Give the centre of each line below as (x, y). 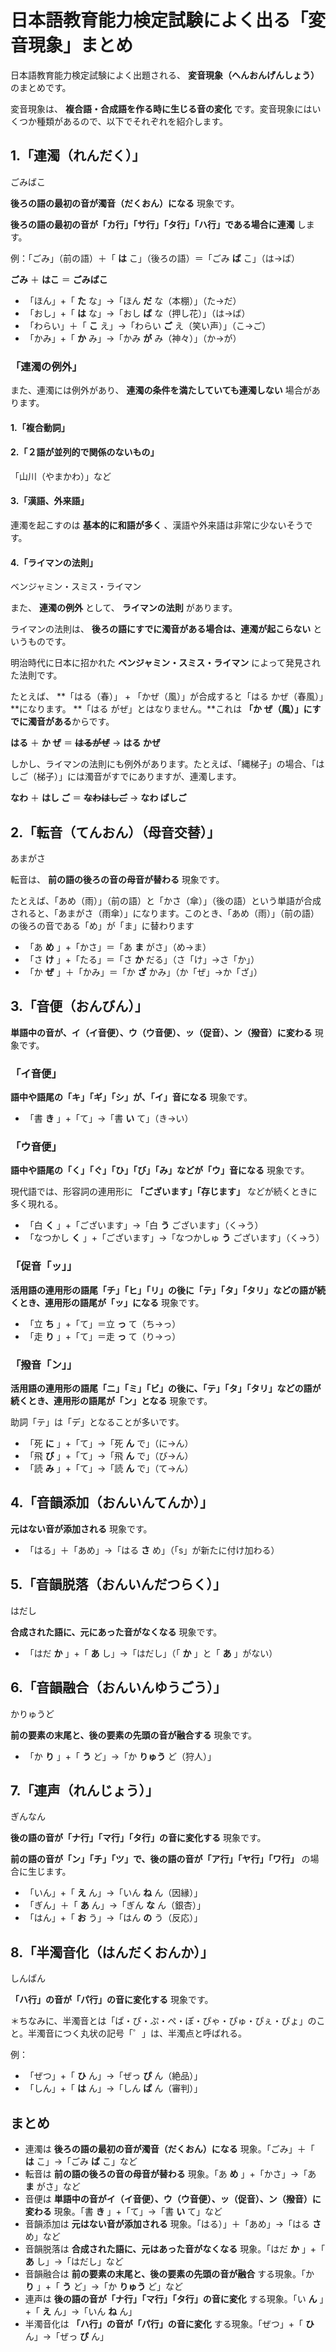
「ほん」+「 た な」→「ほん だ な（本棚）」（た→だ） (133, 300)
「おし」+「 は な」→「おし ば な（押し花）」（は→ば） (137, 313)
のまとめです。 (41, 87)
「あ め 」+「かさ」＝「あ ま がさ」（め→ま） (118, 947)
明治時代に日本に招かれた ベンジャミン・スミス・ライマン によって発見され (166, 663)
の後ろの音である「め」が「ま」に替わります (102, 926)
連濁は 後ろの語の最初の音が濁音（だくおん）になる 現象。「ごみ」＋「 (169, 2148)
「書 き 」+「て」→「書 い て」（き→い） (109, 1118)
